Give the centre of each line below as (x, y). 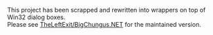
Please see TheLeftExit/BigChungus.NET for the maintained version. (104, 24)
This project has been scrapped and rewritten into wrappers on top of (106, 10)
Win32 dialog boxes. (36, 17)
